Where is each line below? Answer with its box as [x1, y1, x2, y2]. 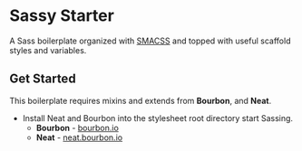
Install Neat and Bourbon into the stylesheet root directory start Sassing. [22, 112, 293, 123]
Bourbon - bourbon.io [35, 122, 120, 133]
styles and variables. [9, 44, 87, 55]
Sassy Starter [9, 5, 115, 26]
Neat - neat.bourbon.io [35, 132, 123, 143]
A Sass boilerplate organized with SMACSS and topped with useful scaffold [9, 35, 291, 46]
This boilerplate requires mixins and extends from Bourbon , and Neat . [9, 95, 272, 106]
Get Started [9, 71, 76, 87]
